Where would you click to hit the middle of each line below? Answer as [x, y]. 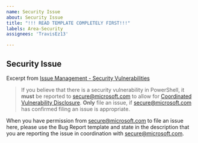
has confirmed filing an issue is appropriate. [76, 109]
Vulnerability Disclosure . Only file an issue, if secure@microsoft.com [106, 102]
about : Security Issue [35, 17]
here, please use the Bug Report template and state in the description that [98, 127]
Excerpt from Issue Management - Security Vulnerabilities [78, 78]
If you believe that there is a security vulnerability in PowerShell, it [103, 90]
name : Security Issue [33, 12]
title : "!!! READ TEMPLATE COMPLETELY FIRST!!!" [68, 23]
